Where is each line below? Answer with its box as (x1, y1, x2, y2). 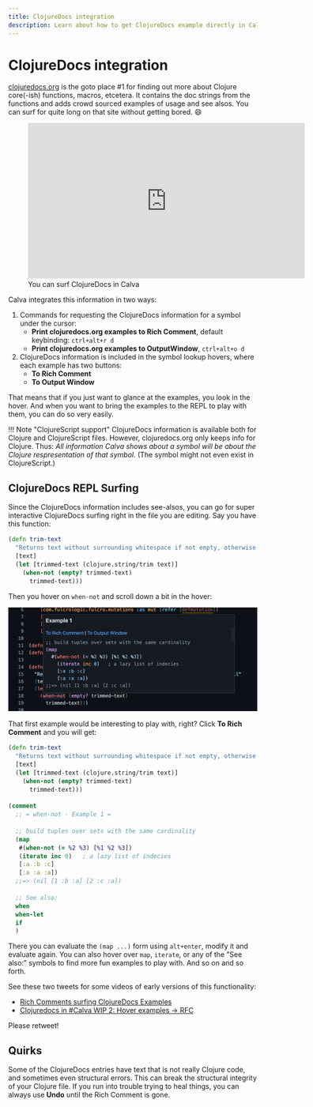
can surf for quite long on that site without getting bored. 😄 (8, 107, 202, 117)
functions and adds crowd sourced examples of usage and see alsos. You (8, 99, 249, 108)
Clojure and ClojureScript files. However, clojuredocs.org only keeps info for (8, 433, 256, 442)
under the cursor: (19, 318, 77, 328)
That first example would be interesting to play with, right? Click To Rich (8, 719, 243, 729)
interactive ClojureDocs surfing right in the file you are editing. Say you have (8, 510, 257, 521)
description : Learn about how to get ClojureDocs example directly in (8, 21, 246, 29)
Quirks (8, 1044, 42, 1057)
